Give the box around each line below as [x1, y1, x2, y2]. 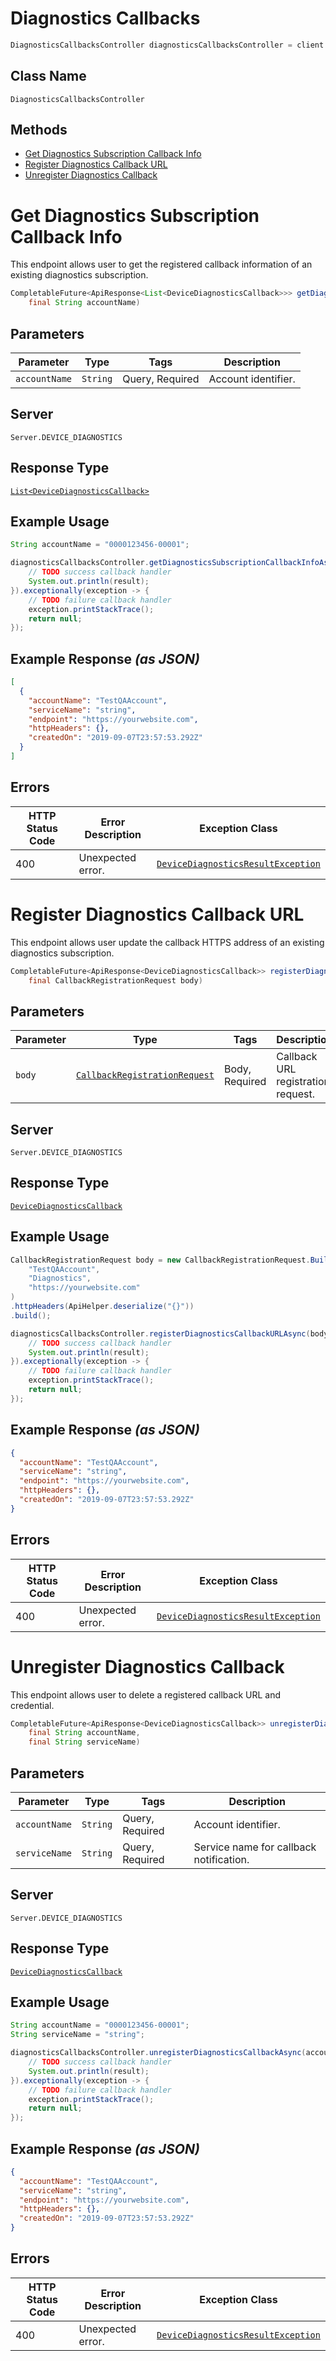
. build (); [10, 1310, 52, 1321]
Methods [10, 122, 68, 139]
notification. [193, 1852, 250, 1866]
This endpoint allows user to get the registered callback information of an [10, 258, 313, 271]
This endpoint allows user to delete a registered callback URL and [10, 1688, 282, 1701]
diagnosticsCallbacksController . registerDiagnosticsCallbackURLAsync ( [10, 1328, 311, 1339]
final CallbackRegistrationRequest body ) [28, 975, 203, 986]
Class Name [10, 68, 87, 85]
